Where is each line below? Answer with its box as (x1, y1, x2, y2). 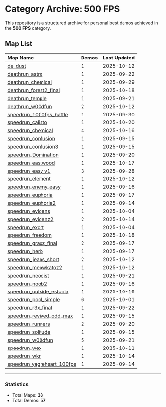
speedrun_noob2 (7, 280, 48, 287)
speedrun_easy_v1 (7, 167, 51, 174)
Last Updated (102, 54, 135, 61)
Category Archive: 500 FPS (5, 3, 120, 15)
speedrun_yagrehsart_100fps (7, 360, 77, 367)
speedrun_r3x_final (7, 304, 53, 311)
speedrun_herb (7, 248, 43, 255)
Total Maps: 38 (12, 392, 43, 398)
